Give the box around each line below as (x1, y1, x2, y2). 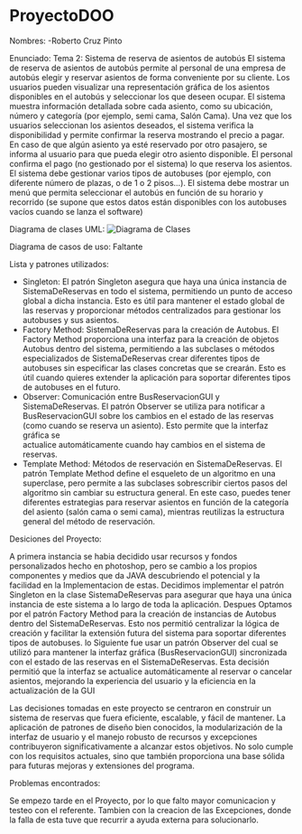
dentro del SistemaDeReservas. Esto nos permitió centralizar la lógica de (9, 617, 279, 628)
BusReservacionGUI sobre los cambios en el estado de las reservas (22, 410, 274, 421)
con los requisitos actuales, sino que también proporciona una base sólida (9, 750, 286, 761)
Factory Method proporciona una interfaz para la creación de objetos (22, 333, 279, 344)
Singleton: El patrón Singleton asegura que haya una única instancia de (22, 276, 287, 287)
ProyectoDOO (9, 5, 114, 26)
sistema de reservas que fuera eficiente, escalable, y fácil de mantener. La (9, 712, 287, 723)
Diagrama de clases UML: (9, 223, 105, 235)
